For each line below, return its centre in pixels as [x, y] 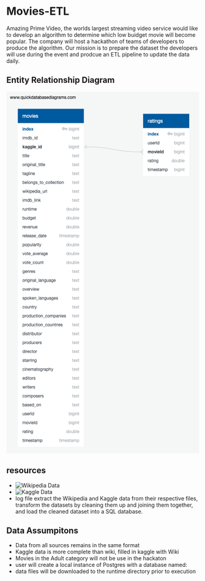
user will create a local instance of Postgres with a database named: [101, 565]
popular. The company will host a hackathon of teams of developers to [95, 41]
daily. [13, 61]
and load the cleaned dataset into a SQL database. [79, 511]
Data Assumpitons [42, 530]
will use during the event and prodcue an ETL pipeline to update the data [98, 54]
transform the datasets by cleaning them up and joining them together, [104, 505]
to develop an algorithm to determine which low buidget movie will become [101, 34]
